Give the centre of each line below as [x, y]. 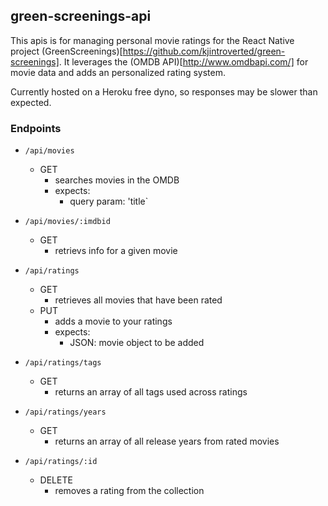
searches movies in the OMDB [117, 180]
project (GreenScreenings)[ [66, 51]
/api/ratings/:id [61, 462]
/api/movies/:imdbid [67, 222]
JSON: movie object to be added [137, 343]
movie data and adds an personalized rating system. [118, 72]
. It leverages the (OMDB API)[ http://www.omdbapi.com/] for [183, 61]
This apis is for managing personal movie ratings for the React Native [152, 40]
